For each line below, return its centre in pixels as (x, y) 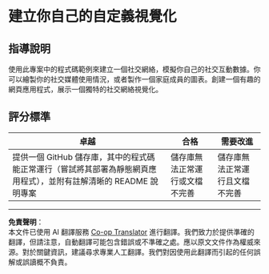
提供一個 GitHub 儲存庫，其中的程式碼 (84, 157)
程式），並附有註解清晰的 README (84, 181)
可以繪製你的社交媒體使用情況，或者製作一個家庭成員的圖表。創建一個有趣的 (134, 79)
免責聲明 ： (26, 222)
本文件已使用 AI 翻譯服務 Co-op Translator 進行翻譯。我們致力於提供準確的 (131, 232)
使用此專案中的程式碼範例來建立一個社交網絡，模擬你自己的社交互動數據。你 (134, 69)
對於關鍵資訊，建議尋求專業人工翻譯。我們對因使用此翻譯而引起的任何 (138, 252)
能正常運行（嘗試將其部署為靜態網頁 (81, 169)
